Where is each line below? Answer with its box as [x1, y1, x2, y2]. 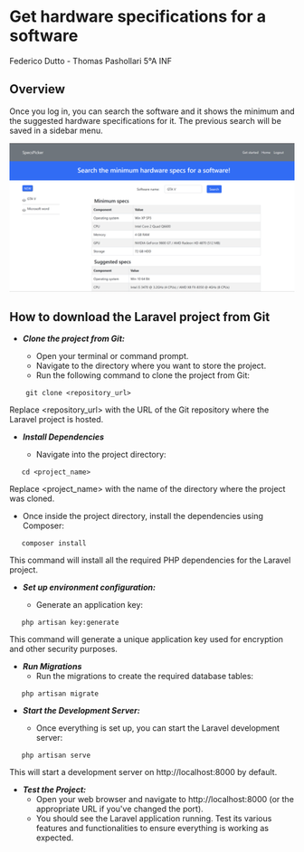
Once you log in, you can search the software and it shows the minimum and [9, 106, 295, 117]
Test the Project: [22, 784, 87, 795]
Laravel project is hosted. [9, 414, 104, 425]
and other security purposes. [9, 644, 118, 655]
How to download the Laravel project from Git [9, 309, 271, 325]
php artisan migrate [21, 689, 100, 698]
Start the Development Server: [22, 705, 140, 716]
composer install [21, 539, 88, 548]
